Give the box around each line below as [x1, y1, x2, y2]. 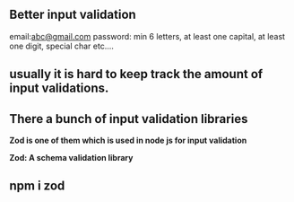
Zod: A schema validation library [9, 153, 134, 163]
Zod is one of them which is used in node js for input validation [9, 135, 247, 146]
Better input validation [9, 7, 136, 22]
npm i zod [9, 179, 65, 194]
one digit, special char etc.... [9, 40, 115, 51]
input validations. [9, 81, 109, 96]
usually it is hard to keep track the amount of [9, 66, 264, 82]
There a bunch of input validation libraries [9, 111, 248, 127]
